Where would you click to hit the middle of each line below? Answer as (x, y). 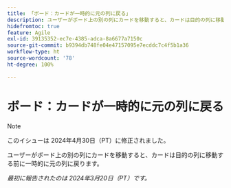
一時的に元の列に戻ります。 (64, 163)
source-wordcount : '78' (41, 58)
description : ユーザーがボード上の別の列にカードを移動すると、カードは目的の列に (111, 20)
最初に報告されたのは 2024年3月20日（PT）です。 (79, 178)
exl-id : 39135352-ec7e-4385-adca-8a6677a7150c (75, 39)
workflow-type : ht (33, 52)
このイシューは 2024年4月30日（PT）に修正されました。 (88, 140)
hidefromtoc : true (33, 26)
